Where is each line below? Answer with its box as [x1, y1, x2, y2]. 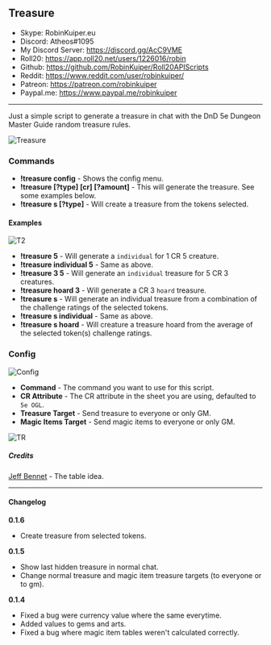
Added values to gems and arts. [19, 618, 127, 628]
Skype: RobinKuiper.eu [19, 27, 96, 37]
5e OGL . [19, 399, 44, 410]
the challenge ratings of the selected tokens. [19, 302, 169, 313]
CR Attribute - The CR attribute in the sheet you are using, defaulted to [19, 391, 256, 401]
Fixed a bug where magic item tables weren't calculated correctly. [19, 627, 240, 637]
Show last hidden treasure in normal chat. [19, 562, 159, 572]
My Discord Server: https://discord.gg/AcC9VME [19, 44, 183, 55]
